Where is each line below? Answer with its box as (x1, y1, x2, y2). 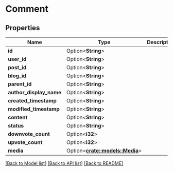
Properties (5, 24, 40, 32)
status (8, 122, 24, 129)
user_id (8, 56, 27, 62)
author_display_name (8, 89, 62, 96)
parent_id (8, 80, 32, 88)
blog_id (8, 72, 27, 79)
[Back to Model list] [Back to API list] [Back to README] (5, 160, 124, 166)
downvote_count (8, 131, 50, 137)
